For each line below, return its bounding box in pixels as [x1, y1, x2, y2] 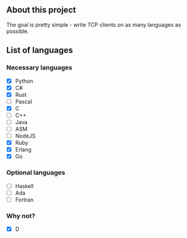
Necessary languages [6, 63, 73, 72]
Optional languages [6, 169, 66, 177]
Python [15, 77, 33, 85]
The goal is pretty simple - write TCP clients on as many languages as [6, 21, 181, 28]
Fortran [15, 196, 34, 203]
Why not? [6, 211, 35, 220]
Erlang [15, 146, 32, 153]
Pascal [15, 97, 32, 105]
